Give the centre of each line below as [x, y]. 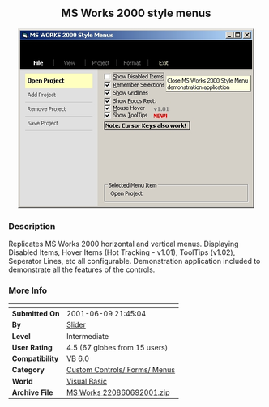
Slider [76, 325]
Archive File [32, 392]
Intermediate [88, 336]
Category [28, 370]
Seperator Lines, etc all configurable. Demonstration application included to [134, 261]
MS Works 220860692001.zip [118, 392]
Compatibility [35, 358]
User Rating [32, 347]
